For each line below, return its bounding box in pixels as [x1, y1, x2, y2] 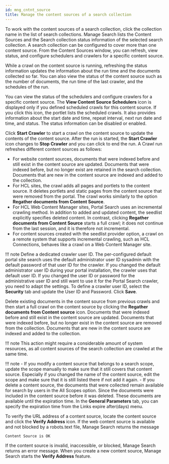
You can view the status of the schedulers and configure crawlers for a [5, 94, 152, 100]
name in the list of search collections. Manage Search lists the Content [5, 31, 152, 37]
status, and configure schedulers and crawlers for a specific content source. [5, 52, 164, 58]
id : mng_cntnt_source [5, 7, 51, 13]
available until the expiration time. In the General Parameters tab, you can [5, 398, 158, 404]
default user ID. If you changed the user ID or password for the [5, 272, 135, 278]
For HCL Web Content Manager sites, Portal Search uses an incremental [12, 204, 162, 210]
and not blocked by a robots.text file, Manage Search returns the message [5, 424, 159, 430]
